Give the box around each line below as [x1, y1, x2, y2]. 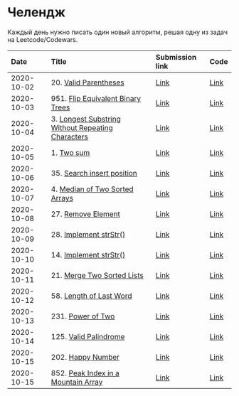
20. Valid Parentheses [51, 77, 124, 87]
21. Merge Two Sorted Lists [51, 270, 144, 280]
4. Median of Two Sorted [51, 184, 134, 194]
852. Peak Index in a [51, 368, 119, 378]
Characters [51, 132, 89, 141]
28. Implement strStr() [51, 229, 126, 239]
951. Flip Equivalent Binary [51, 93, 141, 103]
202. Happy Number [51, 352, 119, 362]
